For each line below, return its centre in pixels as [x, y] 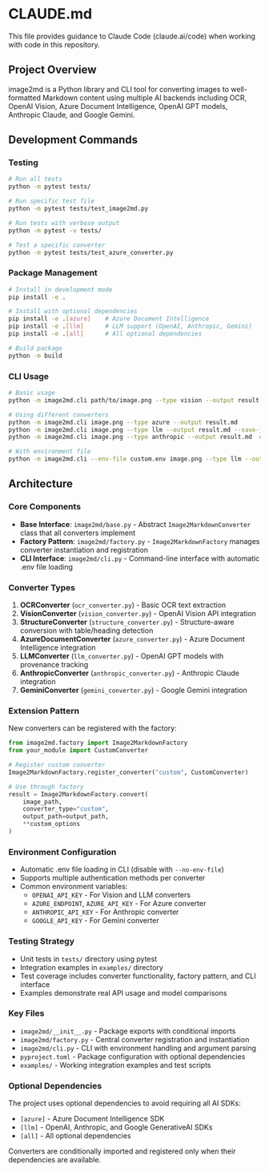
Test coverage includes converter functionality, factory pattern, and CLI [138, 976]
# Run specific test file [51, 201]
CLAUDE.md [50, 14]
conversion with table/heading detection [86, 630]
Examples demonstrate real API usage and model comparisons [123, 993]
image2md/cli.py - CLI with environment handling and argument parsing [138, 1048]
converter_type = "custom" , [66, 809]
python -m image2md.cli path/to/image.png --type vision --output [121, 400]
